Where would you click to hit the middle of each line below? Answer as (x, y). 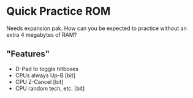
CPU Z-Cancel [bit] (39, 81)
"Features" (28, 54)
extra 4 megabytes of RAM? (42, 34)
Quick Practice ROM (59, 11)
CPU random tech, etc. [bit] (50, 88)
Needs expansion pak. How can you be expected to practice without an (96, 28)
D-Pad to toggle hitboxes (47, 69)
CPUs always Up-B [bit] (45, 75)
